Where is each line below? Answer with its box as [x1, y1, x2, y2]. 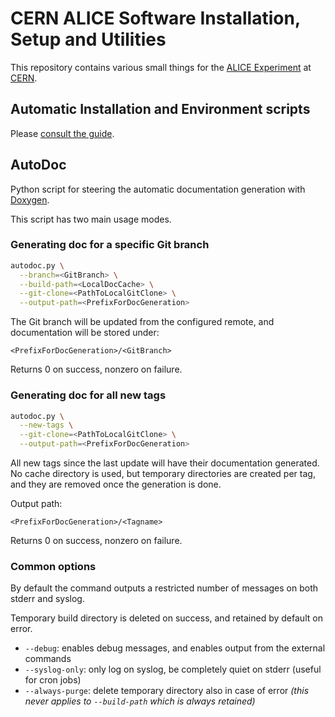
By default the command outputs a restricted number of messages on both [10, 582, 319, 594]
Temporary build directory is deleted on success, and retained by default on [10, 612, 323, 624]
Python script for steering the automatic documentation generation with [10, 183, 306, 195]
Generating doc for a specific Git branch [10, 238, 210, 252]
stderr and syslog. [10, 593, 85, 605]
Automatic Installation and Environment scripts [10, 101, 311, 118]
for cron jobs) [24, 674, 82, 686]
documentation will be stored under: [10, 327, 160, 339]
